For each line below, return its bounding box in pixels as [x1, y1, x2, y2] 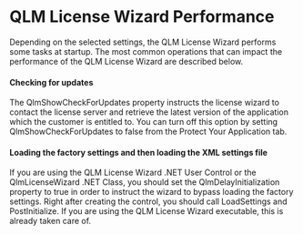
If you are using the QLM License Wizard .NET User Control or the [9, 167, 257, 179]
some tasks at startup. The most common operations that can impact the [9, 46, 283, 56]
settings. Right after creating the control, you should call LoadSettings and [9, 196, 288, 207]
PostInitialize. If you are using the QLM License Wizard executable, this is [9, 206, 284, 217]
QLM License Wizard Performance [9, 6, 275, 27]
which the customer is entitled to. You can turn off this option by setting [9, 117, 278, 128]
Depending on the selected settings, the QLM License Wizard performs [9, 36, 277, 47]
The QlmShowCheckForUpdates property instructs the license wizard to [9, 97, 280, 108]
